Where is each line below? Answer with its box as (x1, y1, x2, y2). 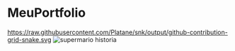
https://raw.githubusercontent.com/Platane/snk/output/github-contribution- (7, 28, 228, 36)
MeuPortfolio (7, 5, 86, 21)
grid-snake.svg (7, 35, 52, 43)
